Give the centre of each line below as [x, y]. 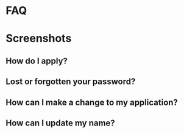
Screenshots [39, 39]
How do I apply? [37, 61]
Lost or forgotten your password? [71, 82]
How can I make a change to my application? [92, 102]
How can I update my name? [60, 123]
